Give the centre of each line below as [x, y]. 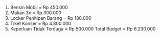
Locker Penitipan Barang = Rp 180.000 [51, 18]
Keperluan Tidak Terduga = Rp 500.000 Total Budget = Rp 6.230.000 [83, 29]
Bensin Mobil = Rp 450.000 [39, 7]
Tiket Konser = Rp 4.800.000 [41, 23]
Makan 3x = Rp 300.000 [36, 13]
